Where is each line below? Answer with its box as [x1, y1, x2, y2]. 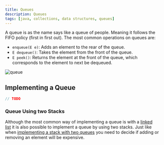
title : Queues [5, 7, 34, 12]
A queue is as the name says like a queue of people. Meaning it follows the [5, 30, 155, 36]
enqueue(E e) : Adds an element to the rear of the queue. [12, 44, 125, 50]
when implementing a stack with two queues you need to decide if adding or [5, 129, 159, 135]
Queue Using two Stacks [5, 108, 65, 115]
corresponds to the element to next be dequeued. [12, 60, 112, 66]
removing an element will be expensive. [5, 135, 84, 141]
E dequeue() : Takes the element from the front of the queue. [12, 49, 133, 55]
